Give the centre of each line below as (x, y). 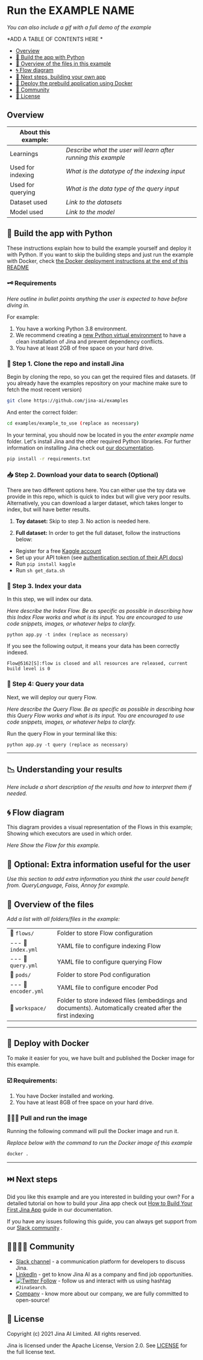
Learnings (24, 154)
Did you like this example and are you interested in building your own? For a (101, 1197)
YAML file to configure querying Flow (109, 961)
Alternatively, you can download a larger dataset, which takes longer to (95, 503)
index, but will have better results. (49, 509)
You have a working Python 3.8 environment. (71, 329)
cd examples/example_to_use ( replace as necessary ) (73, 423)
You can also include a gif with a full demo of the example (79, 27)
